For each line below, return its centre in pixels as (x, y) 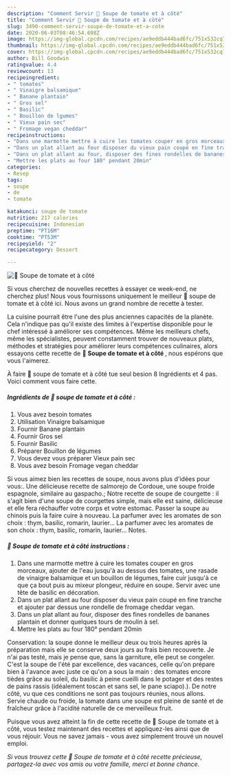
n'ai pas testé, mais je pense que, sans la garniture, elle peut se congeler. (111, 657)
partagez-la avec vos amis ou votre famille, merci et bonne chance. (103, 764)
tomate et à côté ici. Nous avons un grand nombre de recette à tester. (106, 304)
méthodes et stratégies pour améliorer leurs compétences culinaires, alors (112, 346)
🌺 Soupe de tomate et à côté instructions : (68, 546)
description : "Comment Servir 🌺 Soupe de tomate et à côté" (95, 13)
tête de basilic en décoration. (58, 593)
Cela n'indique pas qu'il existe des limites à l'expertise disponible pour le (110, 324)
